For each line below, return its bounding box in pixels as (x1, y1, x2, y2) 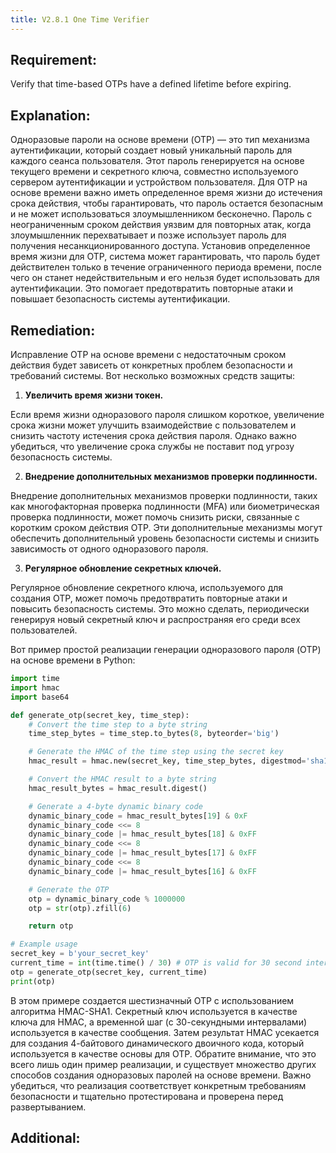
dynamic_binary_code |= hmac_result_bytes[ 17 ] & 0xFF (28, 848, 257, 858)
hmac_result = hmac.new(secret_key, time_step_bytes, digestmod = (28, 756, 307, 766)
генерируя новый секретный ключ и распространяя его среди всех (10, 614, 301, 626)
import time (10, 674, 60, 684)
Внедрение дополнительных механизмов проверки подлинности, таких (10, 490, 318, 502)
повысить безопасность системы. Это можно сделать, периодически (10, 603, 310, 615)
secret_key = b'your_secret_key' (10, 949, 150, 959)
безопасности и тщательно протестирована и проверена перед (10, 1090, 284, 1102)
